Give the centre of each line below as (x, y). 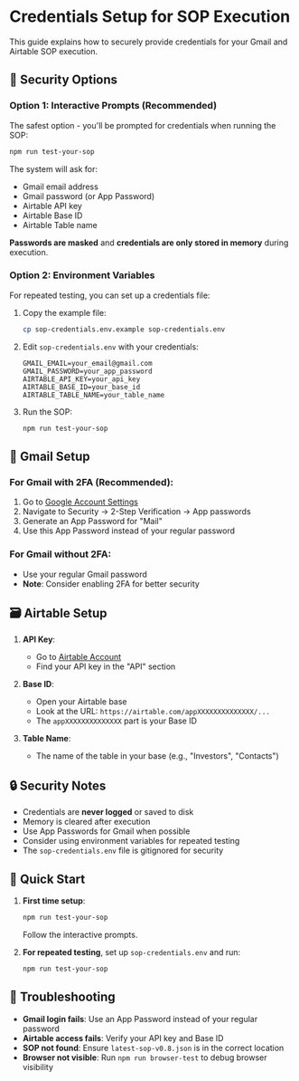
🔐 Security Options (64, 80)
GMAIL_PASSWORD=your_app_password (87, 371)
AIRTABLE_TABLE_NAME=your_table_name (93, 395)
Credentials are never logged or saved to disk (108, 812)
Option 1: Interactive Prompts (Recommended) (113, 106)
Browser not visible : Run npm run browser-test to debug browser (145, 1057)
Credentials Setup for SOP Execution (150, 17)
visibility (38, 1067)
